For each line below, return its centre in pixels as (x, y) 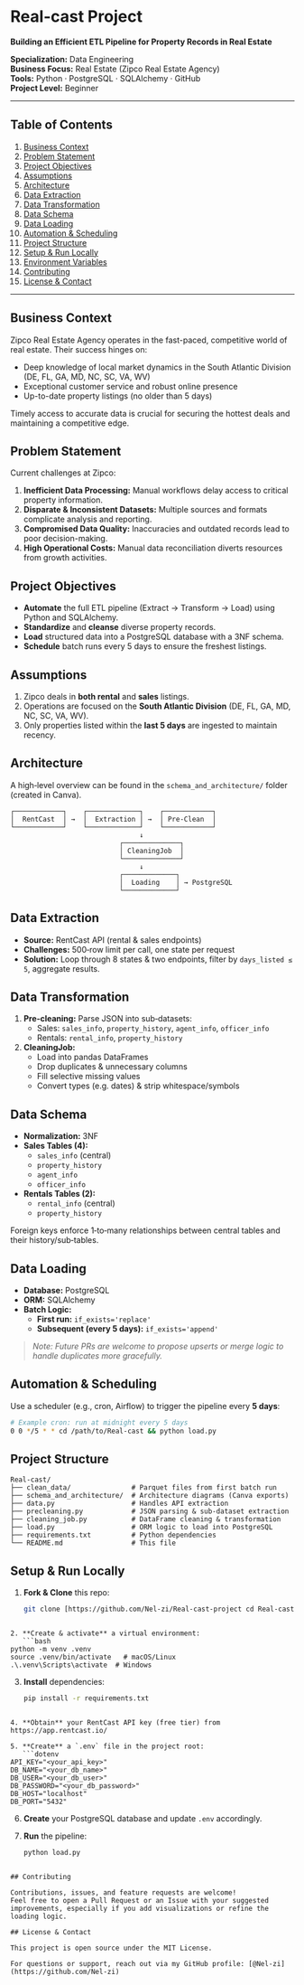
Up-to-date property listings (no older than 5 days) (118, 396)
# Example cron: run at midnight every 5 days (99, 1422)
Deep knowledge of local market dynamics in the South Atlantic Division (157, 367)
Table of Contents (62, 125)
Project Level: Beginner (55, 88)
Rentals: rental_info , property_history (110, 1038)
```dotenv (41, 1755)
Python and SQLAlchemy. (71, 617)
